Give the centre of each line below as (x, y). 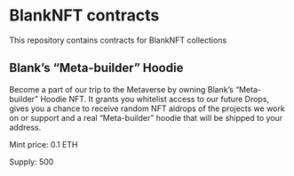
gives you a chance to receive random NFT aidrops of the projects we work (147, 108)
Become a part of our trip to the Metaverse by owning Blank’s (121, 89)
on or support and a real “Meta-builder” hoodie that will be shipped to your (146, 117)
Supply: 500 (32, 162)
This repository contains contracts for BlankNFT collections (118, 40)
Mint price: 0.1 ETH (44, 144)
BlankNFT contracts (84, 16)
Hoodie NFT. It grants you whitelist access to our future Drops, (154, 99)
